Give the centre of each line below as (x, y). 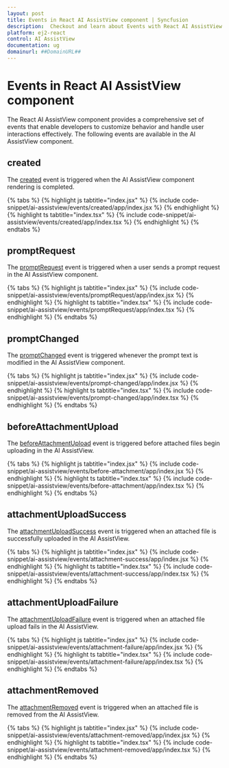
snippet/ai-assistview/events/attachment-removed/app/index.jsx (99, 735)
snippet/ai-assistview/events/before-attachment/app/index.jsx (95, 471)
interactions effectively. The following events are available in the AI (101, 134)
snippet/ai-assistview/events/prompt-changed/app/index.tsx (93, 398)
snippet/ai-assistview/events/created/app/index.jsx (80, 207)
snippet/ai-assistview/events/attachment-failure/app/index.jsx (95, 647)
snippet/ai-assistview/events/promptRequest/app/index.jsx (91, 295)
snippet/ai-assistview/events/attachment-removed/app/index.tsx (99, 749)
